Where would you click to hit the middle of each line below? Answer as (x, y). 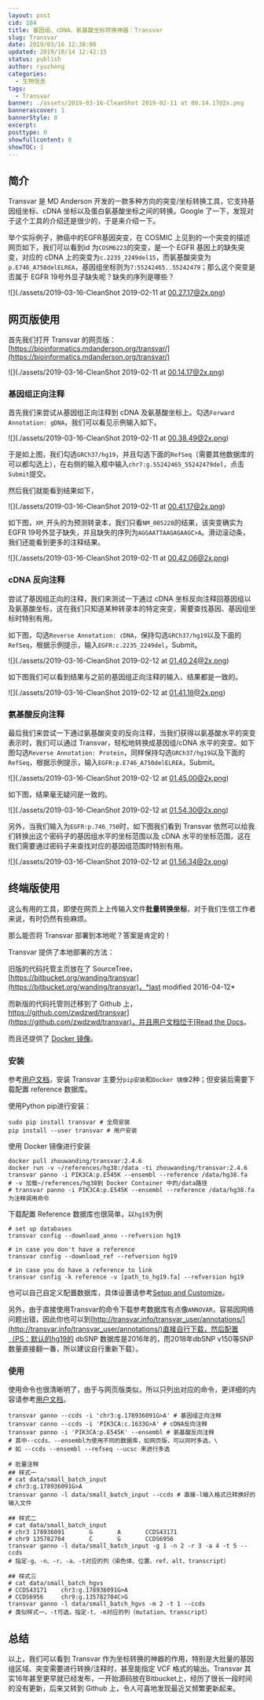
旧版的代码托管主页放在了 (49, 969)
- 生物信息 (31, 81)
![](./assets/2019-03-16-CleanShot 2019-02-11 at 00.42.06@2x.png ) (119, 558)
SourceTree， (115, 969)
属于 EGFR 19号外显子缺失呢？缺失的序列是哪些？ (95, 277)
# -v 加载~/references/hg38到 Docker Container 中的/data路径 (108, 1183)
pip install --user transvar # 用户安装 (73, 1131)
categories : (27, 74)
